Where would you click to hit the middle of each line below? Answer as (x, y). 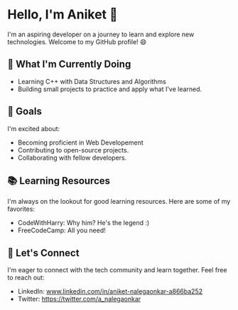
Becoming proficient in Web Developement (80, 143)
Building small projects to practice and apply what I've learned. (110, 89)
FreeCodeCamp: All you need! (62, 230)
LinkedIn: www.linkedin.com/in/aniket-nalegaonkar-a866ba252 (110, 291)
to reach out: (26, 278)
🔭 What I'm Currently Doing (69, 64)
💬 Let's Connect (43, 253)
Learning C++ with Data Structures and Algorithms (92, 81)
